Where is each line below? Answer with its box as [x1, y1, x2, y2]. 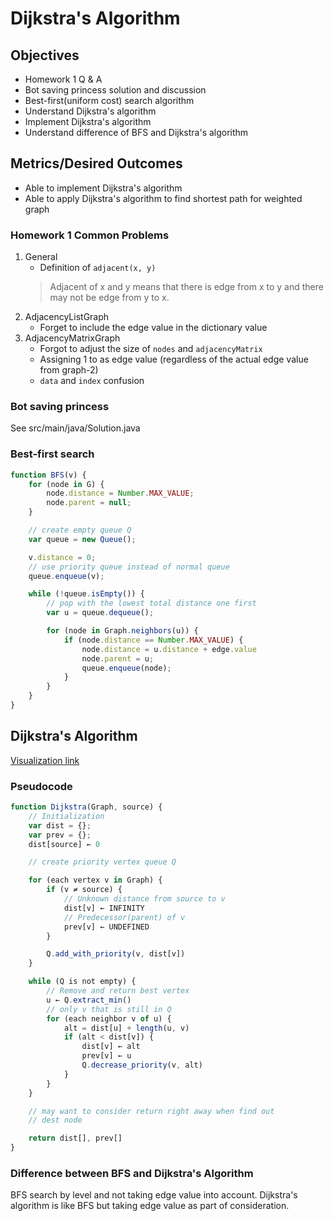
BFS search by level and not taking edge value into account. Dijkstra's [10, 1189, 298, 1201]
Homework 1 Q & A [24, 73, 103, 85]
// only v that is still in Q [46, 1004, 172, 1014]
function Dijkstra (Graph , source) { [10, 802, 163, 812]
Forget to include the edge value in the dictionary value [39, 322, 268, 334]
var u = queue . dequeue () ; [46, 608, 155, 618]
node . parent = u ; [81, 653, 155, 664]
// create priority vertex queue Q [28, 857, 177, 867]
